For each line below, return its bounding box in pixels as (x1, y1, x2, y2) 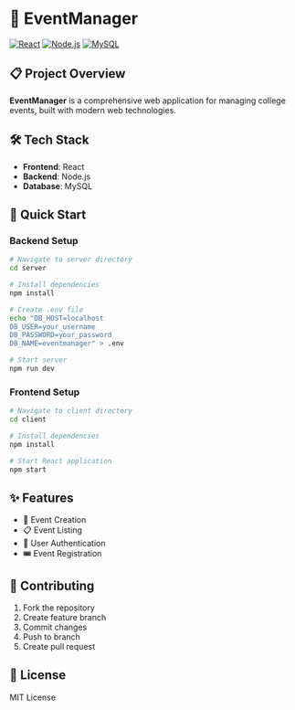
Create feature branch (22, 612, 107, 623)
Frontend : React (22, 161, 85, 172)
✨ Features (9, 490, 74, 505)
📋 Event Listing (22, 525, 82, 535)
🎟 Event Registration (22, 548, 102, 559)
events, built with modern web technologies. (9, 104, 176, 115)
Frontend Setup (9, 386, 80, 398)
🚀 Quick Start (9, 207, 87, 222)
